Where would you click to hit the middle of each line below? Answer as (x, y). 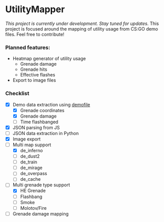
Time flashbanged (39, 122)
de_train (29, 162)
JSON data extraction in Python (46, 133)
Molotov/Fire (33, 208)
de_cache (30, 179)
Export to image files (34, 80)
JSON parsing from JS (36, 127)
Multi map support (32, 145)
